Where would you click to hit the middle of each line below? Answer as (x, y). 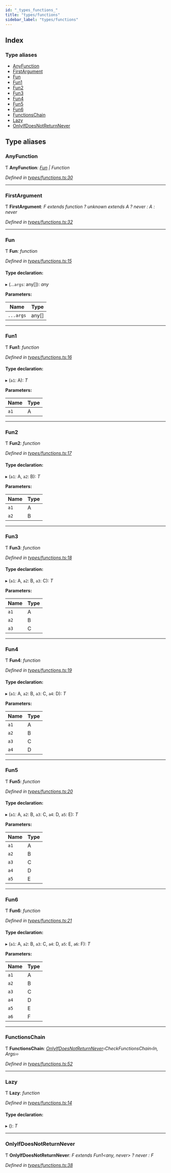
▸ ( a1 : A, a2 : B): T (23, 476)
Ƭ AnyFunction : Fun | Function (37, 167)
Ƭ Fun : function (21, 251)
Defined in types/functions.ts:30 (39, 178)
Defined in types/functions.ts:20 (39, 791)
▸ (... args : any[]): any (27, 284)
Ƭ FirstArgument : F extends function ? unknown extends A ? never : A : (80, 207)
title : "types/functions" (33, 15)
